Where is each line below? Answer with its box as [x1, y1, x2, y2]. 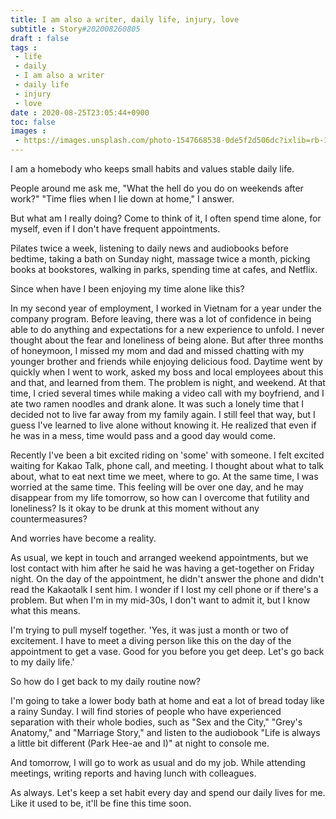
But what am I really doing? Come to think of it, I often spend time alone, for [10, 212, 322, 224]
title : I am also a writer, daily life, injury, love [10, 14, 240, 25]
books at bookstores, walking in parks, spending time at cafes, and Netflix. [10, 264, 318, 275]
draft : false [10, 33, 70, 43]
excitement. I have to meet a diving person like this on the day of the [10, 635, 292, 646]
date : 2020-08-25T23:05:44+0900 [10, 107, 150, 118]
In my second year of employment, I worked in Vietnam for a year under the [10, 302, 322, 314]
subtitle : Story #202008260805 [10, 24, 141, 34]
